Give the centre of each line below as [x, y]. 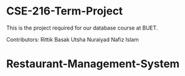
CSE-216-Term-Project [64, 11]
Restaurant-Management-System [93, 64]
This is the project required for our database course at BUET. [82, 28]
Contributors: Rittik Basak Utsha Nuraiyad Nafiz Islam [73, 39]
